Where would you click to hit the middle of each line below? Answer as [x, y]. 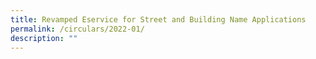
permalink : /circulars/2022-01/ [77, 29]
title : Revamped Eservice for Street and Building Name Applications [158, 19]
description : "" [44, 38]
